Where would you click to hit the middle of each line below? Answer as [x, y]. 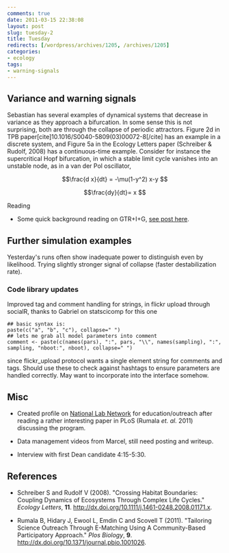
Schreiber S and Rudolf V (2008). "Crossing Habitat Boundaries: [107, 493]
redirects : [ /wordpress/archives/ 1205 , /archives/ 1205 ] [88, 45]
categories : [24, 52]
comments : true [29, 13]
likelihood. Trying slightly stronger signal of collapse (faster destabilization [112, 265]
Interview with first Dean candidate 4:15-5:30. [81, 455]
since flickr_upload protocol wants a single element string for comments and [115, 361]
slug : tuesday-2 [30, 33]
